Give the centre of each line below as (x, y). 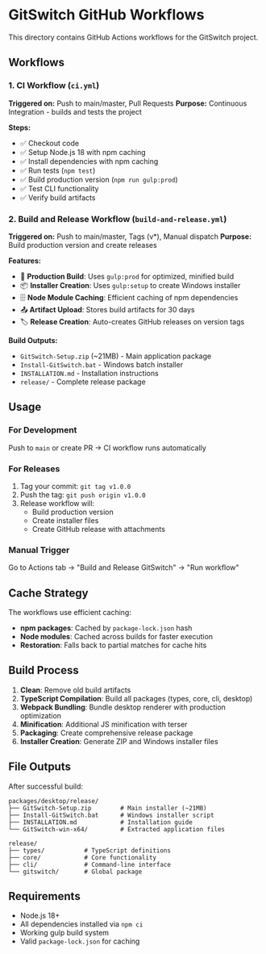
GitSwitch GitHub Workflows (106, 15)
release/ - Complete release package (83, 382)
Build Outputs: (33, 340)
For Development (43, 430)
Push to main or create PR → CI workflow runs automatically (108, 448)
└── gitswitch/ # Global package (75, 872)
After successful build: (46, 786)
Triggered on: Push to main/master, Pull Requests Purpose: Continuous (128, 103)
